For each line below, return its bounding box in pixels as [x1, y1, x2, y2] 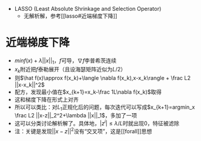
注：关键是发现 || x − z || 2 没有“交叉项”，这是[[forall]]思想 [14, 126, 152, 135]
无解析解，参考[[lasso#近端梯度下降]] [23, 12, 118, 19]
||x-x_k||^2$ [14, 81, 45, 88]
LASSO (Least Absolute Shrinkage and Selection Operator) [14, 5, 162, 12]
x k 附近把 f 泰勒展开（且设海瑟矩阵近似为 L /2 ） [14, 65, 126, 74]
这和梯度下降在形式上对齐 [14, 96, 79, 103]
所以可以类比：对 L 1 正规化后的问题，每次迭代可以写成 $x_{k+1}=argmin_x [14, 103, 196, 112]
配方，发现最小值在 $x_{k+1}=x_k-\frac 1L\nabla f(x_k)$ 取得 [14, 88, 162, 96]
